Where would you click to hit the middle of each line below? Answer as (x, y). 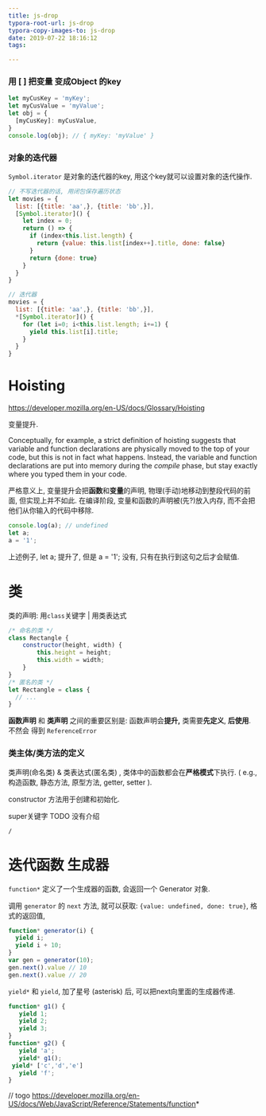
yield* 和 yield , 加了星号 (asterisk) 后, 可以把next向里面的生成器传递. (122, 991)
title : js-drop (33, 16)
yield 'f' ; (37, 1073)
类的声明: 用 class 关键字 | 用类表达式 (67, 615)
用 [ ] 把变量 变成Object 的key (65, 82)
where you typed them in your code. (67, 474)
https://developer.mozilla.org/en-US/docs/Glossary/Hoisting (106, 408)
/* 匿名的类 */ (31, 682)
